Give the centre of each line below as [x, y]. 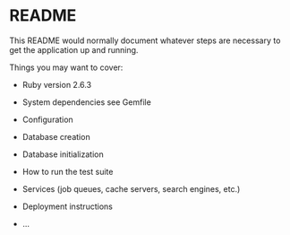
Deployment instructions [68, 206]
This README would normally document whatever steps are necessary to [145, 40]
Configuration [47, 119]
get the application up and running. [74, 49]
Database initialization [63, 154]
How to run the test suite [68, 171]
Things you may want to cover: [66, 67]
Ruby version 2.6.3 [57, 84]
